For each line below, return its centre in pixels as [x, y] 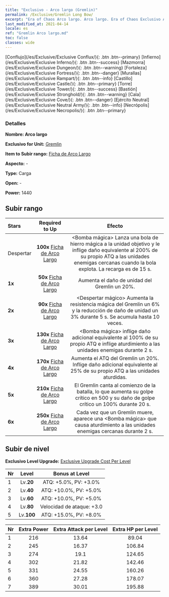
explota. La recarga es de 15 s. [115, 269]
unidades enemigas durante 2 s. [115, 350]
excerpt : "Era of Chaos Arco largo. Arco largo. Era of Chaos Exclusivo [83, 19]
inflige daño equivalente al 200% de [115, 250]
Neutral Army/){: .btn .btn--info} [90, 105]
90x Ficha [50, 304]
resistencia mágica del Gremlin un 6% [115, 304]
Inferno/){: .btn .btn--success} [88, 62]
